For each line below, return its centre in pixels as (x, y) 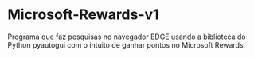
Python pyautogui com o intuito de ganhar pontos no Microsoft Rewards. (127, 44)
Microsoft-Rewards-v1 (84, 15)
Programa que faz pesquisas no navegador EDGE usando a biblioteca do (127, 37)
